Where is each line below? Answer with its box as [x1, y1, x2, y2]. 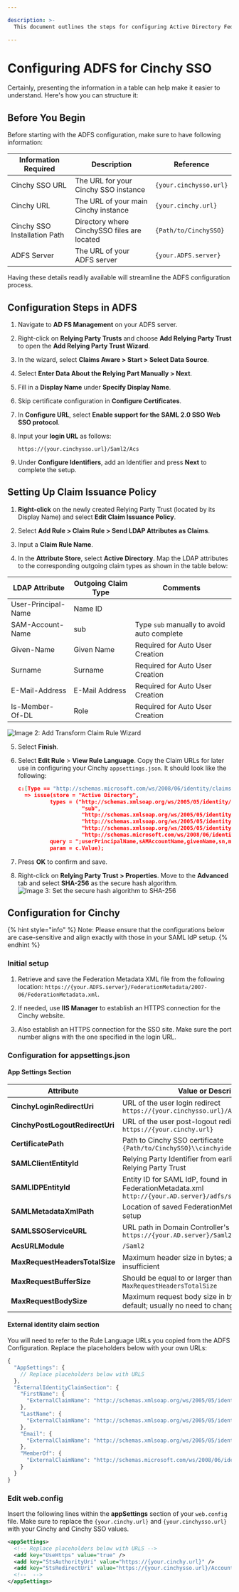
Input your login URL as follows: [17, 432, 112, 441]
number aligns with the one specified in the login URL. [17, 1032, 176, 1041]
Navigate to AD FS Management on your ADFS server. [17, 321, 178, 329]
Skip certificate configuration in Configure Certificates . [17, 397, 182, 405]
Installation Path [11, 230, 65, 240]
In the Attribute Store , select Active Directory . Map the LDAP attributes [17, 554, 229, 562]
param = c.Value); [49, 844, 105, 852]
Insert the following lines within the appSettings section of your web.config [7, 1509, 228, 1518]
